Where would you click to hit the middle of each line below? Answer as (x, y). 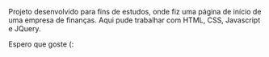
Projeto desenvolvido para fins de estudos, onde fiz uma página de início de (135, 12)
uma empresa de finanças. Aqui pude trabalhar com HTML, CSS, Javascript (134, 20)
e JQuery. (25, 28)
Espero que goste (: (41, 44)
